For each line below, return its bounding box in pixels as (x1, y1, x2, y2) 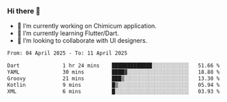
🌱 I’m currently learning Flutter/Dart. (17, 29, 119, 37)
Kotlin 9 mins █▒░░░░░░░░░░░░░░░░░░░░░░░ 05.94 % (7, 81, 220, 88)
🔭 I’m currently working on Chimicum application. (17, 22, 157, 30)
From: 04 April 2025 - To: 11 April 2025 (7, 50, 128, 57)
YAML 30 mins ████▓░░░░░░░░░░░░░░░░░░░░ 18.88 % (7, 69, 220, 76)
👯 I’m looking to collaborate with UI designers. (17, 37, 148, 45)
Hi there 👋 (7, 6, 41, 16)
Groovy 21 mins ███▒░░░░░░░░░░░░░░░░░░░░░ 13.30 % (7, 75, 220, 82)
